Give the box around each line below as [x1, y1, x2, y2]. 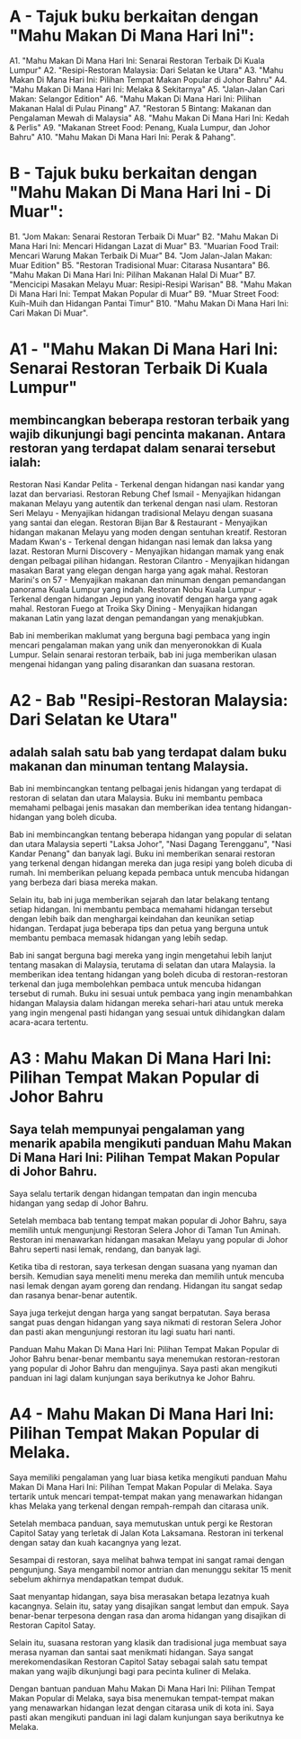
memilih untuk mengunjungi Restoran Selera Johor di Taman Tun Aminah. [9, 1225, 281, 1235]
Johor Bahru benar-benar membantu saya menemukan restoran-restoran [9, 1353, 280, 1364]
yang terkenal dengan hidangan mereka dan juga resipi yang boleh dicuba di [9, 857, 293, 869]
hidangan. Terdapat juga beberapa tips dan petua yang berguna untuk [9, 923, 270, 933]
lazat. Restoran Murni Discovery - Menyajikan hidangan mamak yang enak [9, 546, 285, 557]
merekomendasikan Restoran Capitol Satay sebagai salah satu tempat [9, 1656, 268, 1667]
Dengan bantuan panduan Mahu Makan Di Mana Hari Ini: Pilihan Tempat [9, 1683, 276, 1694]
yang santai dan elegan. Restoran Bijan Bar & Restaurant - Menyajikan [9, 517, 268, 528]
